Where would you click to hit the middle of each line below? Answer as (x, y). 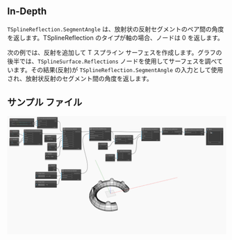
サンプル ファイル (45, 102)
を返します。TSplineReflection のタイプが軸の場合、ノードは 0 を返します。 (115, 37)
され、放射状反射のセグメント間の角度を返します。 (80, 78)
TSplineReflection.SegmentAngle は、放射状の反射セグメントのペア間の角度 (116, 29)
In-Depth (27, 11)
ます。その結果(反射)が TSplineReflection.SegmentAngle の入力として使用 (118, 69)
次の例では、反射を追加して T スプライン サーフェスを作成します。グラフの (115, 52)
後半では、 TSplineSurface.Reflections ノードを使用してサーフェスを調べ (112, 61)
